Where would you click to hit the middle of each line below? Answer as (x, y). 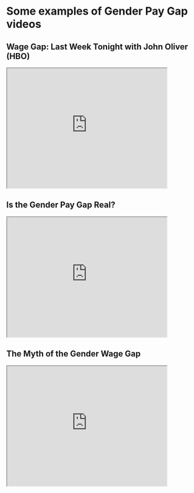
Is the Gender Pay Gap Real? (61, 205)
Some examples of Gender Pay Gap (97, 11)
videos (24, 24)
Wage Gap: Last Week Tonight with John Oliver (97, 47)
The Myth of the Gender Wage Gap (74, 354)
